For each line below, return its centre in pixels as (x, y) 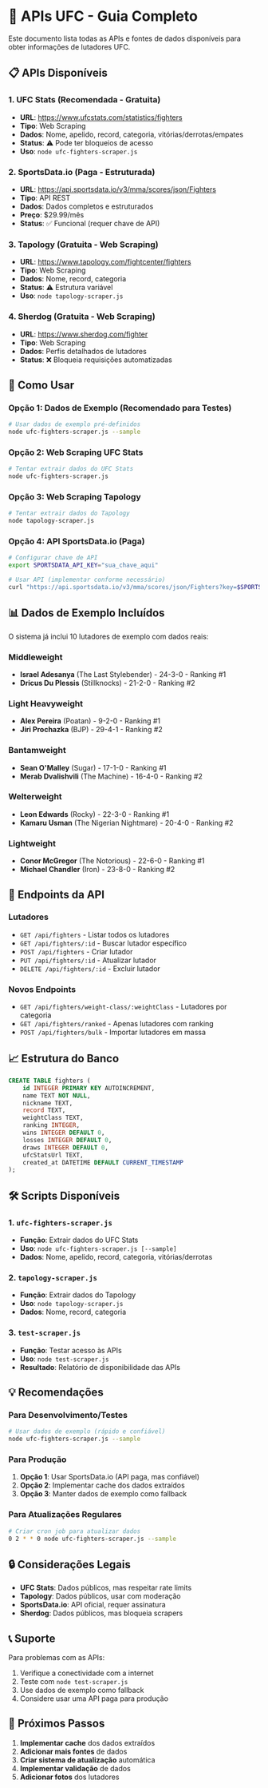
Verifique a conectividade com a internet (87, 1673)
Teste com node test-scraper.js (74, 1681)
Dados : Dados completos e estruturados (87, 206)
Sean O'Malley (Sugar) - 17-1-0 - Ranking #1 (93, 767)
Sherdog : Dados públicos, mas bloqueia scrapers (101, 1613)
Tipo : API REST (45, 197)
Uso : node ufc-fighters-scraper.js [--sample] (98, 1248)
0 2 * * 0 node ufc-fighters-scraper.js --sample (93, 1539)
